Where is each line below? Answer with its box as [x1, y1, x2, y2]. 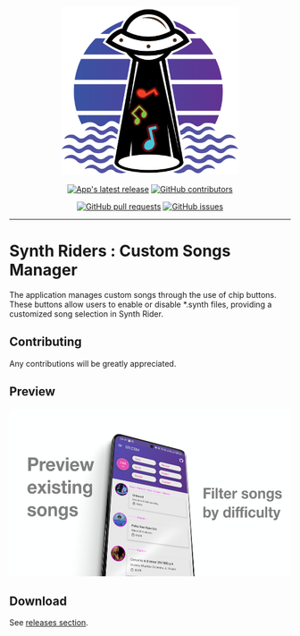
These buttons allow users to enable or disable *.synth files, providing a [9, 299, 272, 310]
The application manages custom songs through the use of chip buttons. [9, 289, 277, 300]
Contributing [9, 335, 82, 350]
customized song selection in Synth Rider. [9, 308, 163, 319]
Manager [9, 260, 78, 280]
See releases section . [9, 617, 89, 628]
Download [9, 593, 67, 608]
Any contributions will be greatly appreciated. [9, 358, 177, 369]
